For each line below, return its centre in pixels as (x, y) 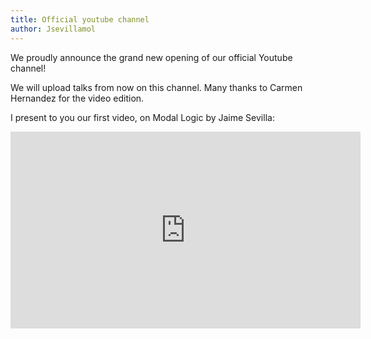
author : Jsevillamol (53, 29)
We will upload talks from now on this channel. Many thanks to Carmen (156, 87)
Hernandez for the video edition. (77, 98)
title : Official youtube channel (80, 19)
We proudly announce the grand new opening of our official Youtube (151, 57)
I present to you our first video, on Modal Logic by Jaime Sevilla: (142, 117)
